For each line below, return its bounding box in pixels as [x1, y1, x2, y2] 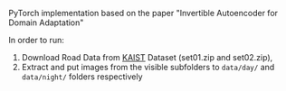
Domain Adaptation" [8, 17, 84, 28]
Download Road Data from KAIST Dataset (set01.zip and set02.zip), [21, 52, 273, 62]
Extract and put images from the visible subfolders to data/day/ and [21, 62, 275, 72]
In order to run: [8, 35, 64, 45]
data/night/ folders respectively [21, 71, 143, 82]
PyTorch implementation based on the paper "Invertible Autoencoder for [8, 8, 278, 18]
